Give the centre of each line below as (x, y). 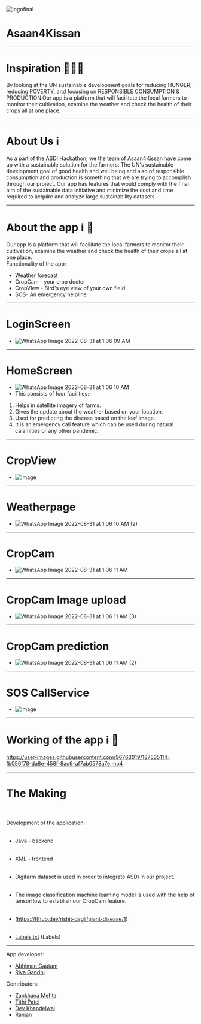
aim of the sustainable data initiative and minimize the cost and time (90, 190)
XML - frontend (34, 859)
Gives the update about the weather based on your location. (89, 411)
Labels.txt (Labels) (38, 937)
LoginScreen (39, 324)
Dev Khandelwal (35, 1008)
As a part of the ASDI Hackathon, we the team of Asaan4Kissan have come (99, 158)
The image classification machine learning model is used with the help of (105, 895)
